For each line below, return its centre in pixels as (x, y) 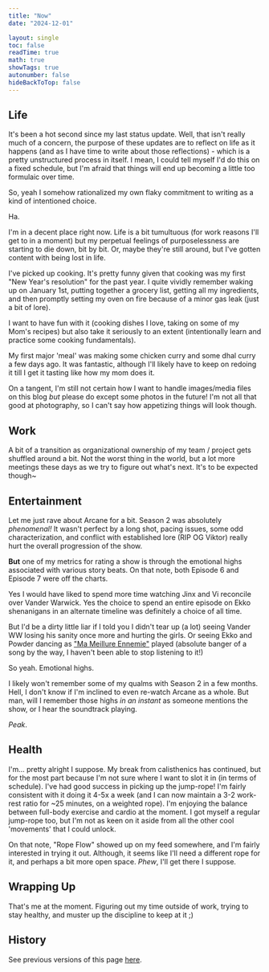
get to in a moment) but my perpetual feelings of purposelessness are (124, 241)
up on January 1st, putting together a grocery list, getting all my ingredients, (134, 291)
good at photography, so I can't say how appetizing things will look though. (132, 406)
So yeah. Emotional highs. (51, 668)
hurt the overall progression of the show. (75, 546)
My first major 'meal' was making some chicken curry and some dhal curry (132, 356)
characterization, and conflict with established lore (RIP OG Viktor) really (128, 537)
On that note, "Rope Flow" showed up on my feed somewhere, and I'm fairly (134, 844)
